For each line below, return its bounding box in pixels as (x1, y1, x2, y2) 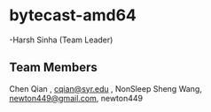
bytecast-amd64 (9, 5, 137, 26)
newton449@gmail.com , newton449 (9, 93, 144, 103)
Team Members (9, 60, 98, 75)
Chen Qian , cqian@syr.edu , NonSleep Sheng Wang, (9, 83, 202, 93)
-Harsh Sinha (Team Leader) (9, 34, 113, 45)
